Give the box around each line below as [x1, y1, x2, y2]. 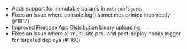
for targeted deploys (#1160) [11, 37, 81, 43]
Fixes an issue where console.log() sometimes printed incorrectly [11, 11, 171, 18]
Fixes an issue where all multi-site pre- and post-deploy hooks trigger [11, 30, 181, 37]
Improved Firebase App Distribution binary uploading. [11, 24, 142, 31]
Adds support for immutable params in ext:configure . [11, 5, 143, 12]
